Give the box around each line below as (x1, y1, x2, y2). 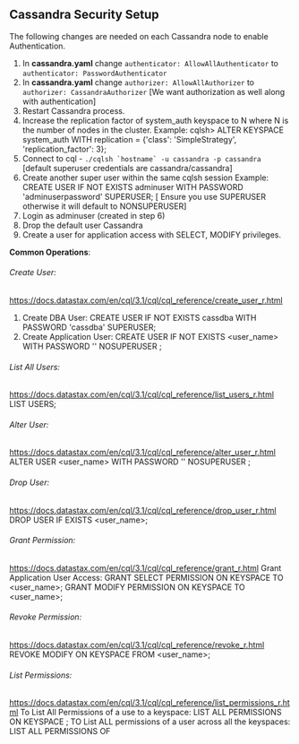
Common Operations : (9, 247, 91, 257)
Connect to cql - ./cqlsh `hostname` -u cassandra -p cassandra (21, 152, 261, 164)
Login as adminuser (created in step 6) (21, 210, 166, 221)
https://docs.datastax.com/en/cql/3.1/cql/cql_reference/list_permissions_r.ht (9, 697, 290, 708)
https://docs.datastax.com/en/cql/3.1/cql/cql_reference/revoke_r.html (9, 640, 265, 651)
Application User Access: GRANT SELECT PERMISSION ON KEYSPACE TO (9, 572, 284, 583)
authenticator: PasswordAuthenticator (21, 69, 167, 78)
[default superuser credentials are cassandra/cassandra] (21, 162, 233, 173)
